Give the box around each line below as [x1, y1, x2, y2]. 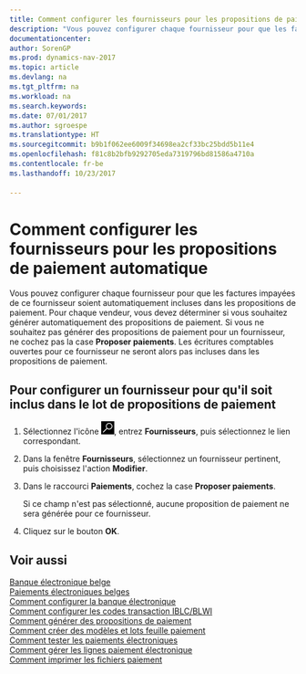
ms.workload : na [9, 91, 71, 100]
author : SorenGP [9, 44, 71, 53]
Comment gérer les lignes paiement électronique [9, 645, 193, 656]
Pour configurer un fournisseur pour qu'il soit [9, 382, 273, 397]
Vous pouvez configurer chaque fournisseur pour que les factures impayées [9, 288, 296, 299]
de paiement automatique [9, 258, 209, 279]
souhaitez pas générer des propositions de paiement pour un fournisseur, [9, 327, 286, 338]
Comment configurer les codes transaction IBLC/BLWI [9, 606, 213, 616]
